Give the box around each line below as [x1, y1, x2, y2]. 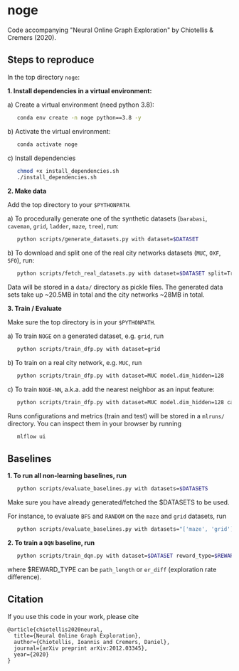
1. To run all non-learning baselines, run [7, 472, 127, 480]
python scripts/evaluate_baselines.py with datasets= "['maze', [16, 526, 208, 533]
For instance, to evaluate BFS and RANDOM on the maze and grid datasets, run [7, 512, 227, 521]
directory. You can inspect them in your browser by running [7, 419, 181, 428]
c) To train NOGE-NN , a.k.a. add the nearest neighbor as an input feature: [7, 385, 215, 393]
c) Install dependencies [7, 154, 76, 162]
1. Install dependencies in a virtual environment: [7, 86, 152, 95]
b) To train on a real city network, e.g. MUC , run [7, 358, 142, 366]
